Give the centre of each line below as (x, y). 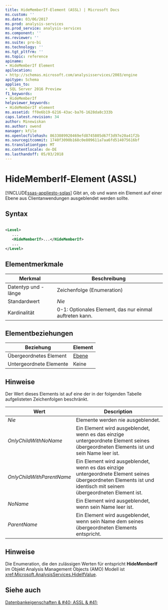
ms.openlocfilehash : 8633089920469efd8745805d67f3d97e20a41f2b (72, 136)
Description (118, 412)
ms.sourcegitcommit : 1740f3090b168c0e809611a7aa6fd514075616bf (72, 140)
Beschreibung (109, 278)
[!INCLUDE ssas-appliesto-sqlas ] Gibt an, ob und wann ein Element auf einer (84, 193)
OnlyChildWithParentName (39, 477)
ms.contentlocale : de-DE (31, 150)
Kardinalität (21, 313)
